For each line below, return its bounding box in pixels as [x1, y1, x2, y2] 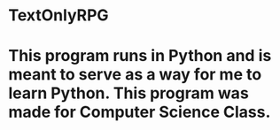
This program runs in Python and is [8, 46, 272, 66]
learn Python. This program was [8, 83, 249, 103]
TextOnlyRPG [8, 5, 109, 26]
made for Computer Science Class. [8, 103, 271, 122]
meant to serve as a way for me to [8, 65, 262, 85]
